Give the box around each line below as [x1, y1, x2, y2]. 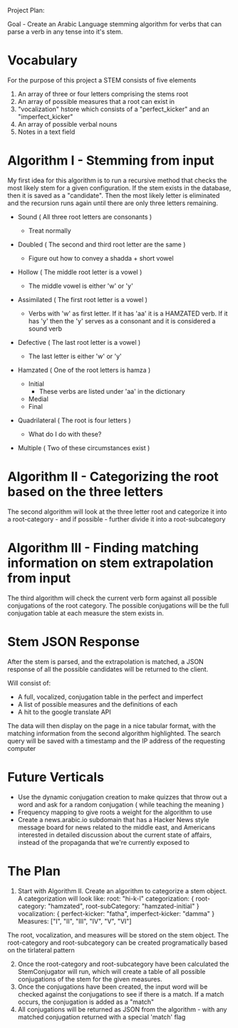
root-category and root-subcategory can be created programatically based [7, 938, 228, 947]
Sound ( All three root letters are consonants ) [17, 212, 152, 221]
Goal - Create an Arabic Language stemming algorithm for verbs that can [7, 20, 222, 28]
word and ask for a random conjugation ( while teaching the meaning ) [17, 800, 224, 809]
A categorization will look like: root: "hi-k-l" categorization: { [17, 894, 195, 903]
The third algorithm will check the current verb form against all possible [7, 593, 217, 602]
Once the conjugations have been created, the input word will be [17, 982, 208, 991]
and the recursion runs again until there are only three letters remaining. [7, 199, 219, 207]
